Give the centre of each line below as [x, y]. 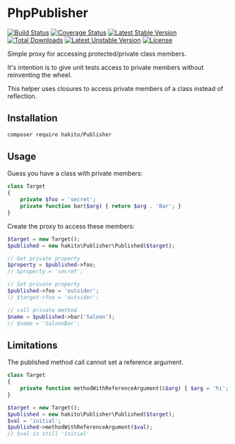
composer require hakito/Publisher [60, 134]
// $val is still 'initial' [49, 434]
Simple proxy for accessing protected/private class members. [97, 54]
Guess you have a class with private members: [75, 174]
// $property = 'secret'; [45, 272]
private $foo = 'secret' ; [58, 200]
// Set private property [44, 284]
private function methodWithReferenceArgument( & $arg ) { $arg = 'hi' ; [125, 388]
